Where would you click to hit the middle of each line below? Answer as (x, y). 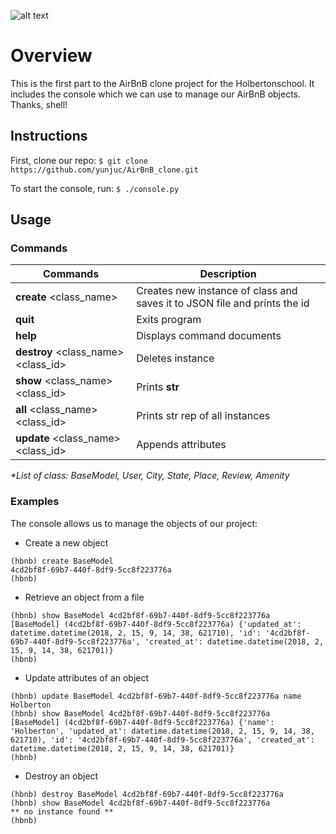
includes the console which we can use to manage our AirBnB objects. (156, 94)
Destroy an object (61, 776)
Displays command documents (209, 336)
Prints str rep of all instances (203, 416)
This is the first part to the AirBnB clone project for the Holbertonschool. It (162, 83)
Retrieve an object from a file (84, 597)
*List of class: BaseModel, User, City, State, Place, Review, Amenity (150, 476)
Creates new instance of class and (217, 291)
